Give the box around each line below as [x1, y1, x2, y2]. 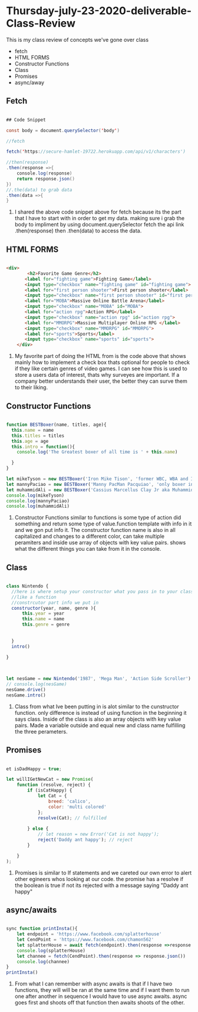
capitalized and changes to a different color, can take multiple [14, 533, 165, 540]
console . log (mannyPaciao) [6, 498, 70, 504]
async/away [14, 78, 45, 86]
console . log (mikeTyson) [6, 492, 65, 498]
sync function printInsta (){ [6, 926, 78, 932]
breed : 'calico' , [48, 798, 91, 804]
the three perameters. [14, 728, 68, 735]
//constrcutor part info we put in [11, 600, 99, 606]
